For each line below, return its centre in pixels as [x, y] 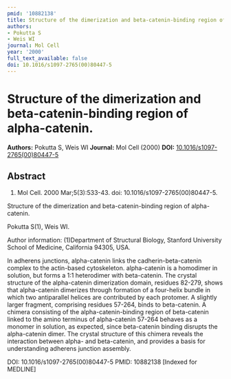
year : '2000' [26, 52]
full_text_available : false [47, 59]
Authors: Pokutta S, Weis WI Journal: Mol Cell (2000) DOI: [91, 147]
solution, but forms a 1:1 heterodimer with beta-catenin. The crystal [102, 276]
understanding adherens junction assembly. [69, 349]
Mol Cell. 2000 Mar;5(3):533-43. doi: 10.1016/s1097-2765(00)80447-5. [117, 193]
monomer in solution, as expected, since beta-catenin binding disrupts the [112, 327]
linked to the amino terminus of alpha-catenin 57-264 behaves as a [102, 319]
